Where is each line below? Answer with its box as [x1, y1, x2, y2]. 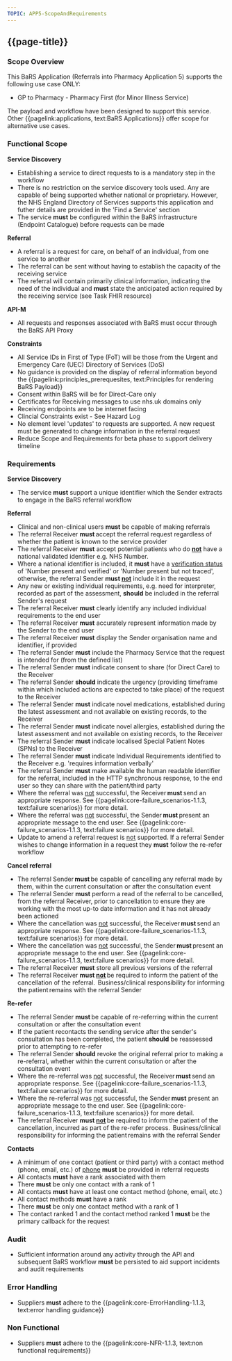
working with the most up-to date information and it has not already [17, 904, 211, 912]
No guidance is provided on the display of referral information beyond [17, 367, 217, 376]
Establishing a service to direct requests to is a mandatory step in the [17, 168, 215, 177]
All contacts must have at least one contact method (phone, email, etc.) [17, 1187, 223, 1195]
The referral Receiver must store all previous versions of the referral [17, 963, 213, 971]
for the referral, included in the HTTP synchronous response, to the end [17, 774, 223, 782]
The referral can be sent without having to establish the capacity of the [17, 262, 221, 270]
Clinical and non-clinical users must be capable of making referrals [17, 523, 210, 531]
